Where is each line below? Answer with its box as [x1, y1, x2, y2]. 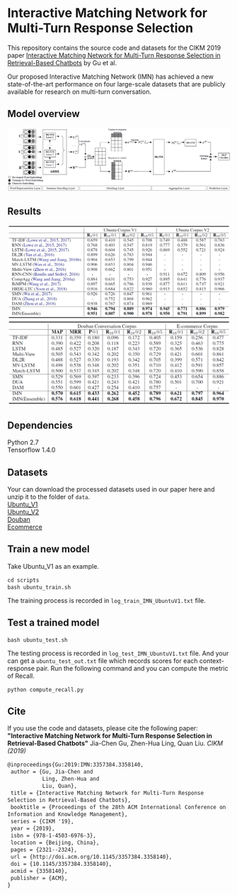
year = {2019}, [10, 825, 55, 833]
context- [199, 656, 224, 665]
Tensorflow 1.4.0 [7, 445, 56, 455]
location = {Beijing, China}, [10, 839, 100, 847]
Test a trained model [7, 617, 100, 629]
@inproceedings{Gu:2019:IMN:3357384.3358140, [7, 761, 144, 769]
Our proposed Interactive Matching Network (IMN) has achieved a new [7, 72, 214, 81]
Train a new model [7, 543, 90, 555]
